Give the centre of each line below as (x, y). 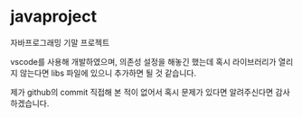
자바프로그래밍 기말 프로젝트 (60, 42)
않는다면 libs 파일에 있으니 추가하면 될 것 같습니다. (108, 73)
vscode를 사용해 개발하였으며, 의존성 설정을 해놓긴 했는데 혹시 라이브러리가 (143, 61)
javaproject (54, 17)
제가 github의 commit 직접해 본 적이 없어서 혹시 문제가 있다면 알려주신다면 (142, 92)
